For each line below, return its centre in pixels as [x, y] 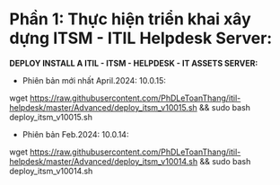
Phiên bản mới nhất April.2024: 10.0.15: [94, 80]
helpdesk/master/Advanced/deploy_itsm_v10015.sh [103, 107]
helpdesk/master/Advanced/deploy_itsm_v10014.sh [104, 161]
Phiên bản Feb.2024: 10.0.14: [75, 134]
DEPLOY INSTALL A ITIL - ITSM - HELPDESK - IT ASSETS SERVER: [134, 63]
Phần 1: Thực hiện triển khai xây [130, 19]
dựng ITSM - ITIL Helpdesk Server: [141, 38]
